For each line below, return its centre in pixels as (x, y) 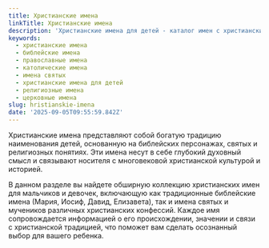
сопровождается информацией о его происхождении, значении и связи (132, 218)
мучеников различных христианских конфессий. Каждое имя (114, 210)
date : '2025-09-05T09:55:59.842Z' (66, 113)
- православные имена (52, 61)
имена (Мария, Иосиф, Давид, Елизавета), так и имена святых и (118, 202)
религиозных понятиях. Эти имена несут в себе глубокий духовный (125, 152)
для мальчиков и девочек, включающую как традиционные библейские (132, 193)
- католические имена (52, 68)
